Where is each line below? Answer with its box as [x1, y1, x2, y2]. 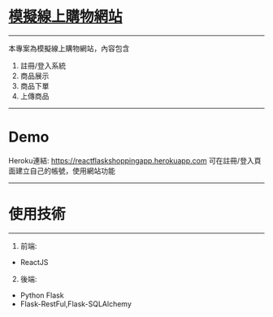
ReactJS [19, 257, 49, 267]
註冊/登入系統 [19, 60, 67, 70]
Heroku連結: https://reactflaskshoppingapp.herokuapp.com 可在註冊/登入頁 [8, 155, 262, 165]
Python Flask [19, 290, 64, 300]
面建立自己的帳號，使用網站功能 [8, 166, 115, 176]
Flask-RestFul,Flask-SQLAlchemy [19, 298, 132, 309]
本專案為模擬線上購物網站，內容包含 [8, 43, 130, 53]
